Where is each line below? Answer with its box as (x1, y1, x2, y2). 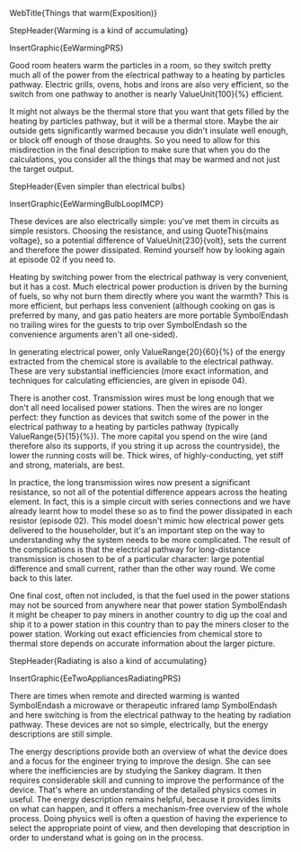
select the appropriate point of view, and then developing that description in (9, 823, 290, 833)
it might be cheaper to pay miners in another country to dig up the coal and (9, 610, 288, 620)
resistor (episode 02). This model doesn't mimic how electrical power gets (9, 515, 285, 526)
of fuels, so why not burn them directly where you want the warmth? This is (9, 291, 289, 301)
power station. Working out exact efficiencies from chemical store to (9, 629, 263, 639)
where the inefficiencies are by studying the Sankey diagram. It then (9, 766, 262, 775)
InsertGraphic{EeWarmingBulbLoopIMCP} (9, 198, 164, 209)
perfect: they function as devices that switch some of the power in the (9, 412, 270, 422)
